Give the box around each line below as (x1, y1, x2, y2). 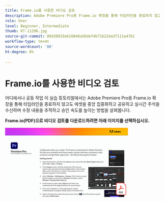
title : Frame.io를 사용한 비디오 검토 (5, 8, 75, 13)
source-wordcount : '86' (5, 44, 54, 49)
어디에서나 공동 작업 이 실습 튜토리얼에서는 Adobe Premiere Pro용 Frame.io (5, 95, 151, 101)
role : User (5, 18, 27, 23)
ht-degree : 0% (5, 49, 34, 54)
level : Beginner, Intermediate (5, 24, 69, 29)
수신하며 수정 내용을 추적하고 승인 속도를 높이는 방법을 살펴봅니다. (5, 107, 131, 113)
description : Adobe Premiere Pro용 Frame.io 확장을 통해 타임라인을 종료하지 (5, 13, 153, 18)
